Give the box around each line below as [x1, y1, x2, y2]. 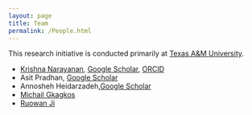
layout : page [8, 11, 52, 20]
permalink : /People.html [8, 27, 92, 35]
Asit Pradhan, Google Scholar [19, 73, 118, 83]
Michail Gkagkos [19, 90, 76, 100]
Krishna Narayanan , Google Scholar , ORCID [19, 64, 165, 74]
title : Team [8, 19, 48, 27]
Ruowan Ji [19, 98, 56, 109]
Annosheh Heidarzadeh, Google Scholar [19, 81, 151, 91]
